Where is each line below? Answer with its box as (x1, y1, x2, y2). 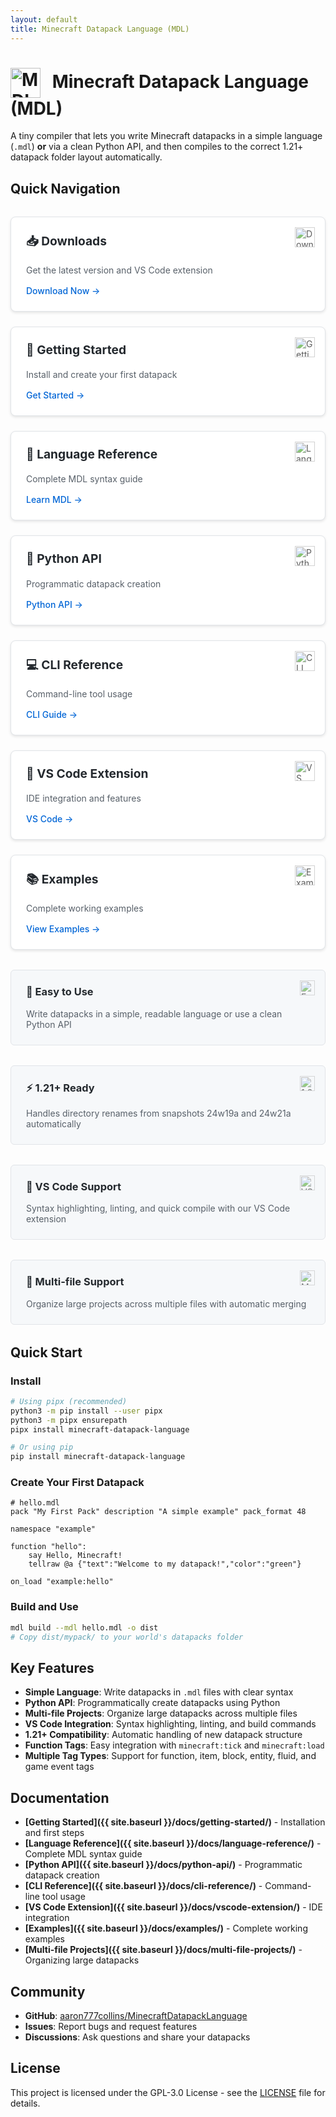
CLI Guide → (26, 708, 78, 720)
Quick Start (10, 1344, 83, 1361)
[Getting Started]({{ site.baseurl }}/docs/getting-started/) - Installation (24, 1816, 326, 1828)
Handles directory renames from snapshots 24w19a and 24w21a (26, 1107, 292, 1119)
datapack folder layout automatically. (10, 151, 163, 163)
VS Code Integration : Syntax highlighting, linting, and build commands (24, 1718, 317, 1730)
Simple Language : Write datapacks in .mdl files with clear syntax (24, 1686, 294, 1698)
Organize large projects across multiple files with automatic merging (26, 1297, 307, 1310)
